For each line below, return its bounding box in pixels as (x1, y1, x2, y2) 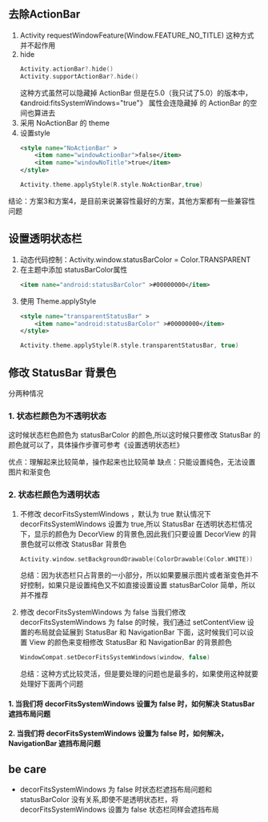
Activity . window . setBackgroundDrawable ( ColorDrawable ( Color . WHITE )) (19, 555, 254, 563)
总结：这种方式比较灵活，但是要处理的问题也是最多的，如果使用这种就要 (19, 669, 258, 679)
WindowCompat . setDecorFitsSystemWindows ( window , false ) (19, 654, 210, 662)
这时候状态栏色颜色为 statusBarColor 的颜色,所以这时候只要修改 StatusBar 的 (8, 430, 261, 440)
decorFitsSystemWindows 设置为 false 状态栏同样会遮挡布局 (19, 804, 219, 815)
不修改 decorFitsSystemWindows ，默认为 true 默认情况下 (19, 509, 212, 518)
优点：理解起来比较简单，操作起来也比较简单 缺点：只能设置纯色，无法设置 (8, 457, 256, 467)
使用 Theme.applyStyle (19, 296, 97, 306)
